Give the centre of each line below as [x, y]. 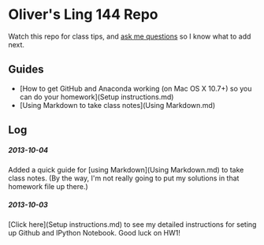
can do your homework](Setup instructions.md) [97, 97]
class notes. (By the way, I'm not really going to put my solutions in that [124, 178]
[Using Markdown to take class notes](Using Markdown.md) [117, 105]
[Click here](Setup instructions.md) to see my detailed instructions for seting [132, 225]
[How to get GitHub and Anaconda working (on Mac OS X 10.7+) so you [136, 88]
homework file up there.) [48, 187]
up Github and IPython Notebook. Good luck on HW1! [95, 233]
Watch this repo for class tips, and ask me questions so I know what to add [130, 36]
